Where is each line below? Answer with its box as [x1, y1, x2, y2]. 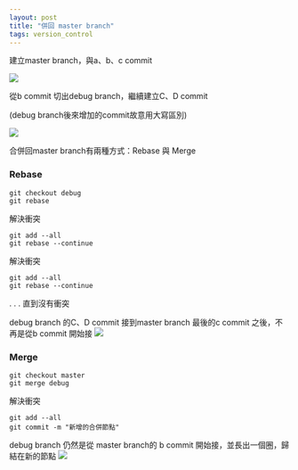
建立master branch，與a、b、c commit [9, 55, 153, 66]
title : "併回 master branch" [9, 21, 115, 30]
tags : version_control [9, 29, 93, 38]
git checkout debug [9, 188, 82, 197]
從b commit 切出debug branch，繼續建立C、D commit [9, 91, 208, 102]
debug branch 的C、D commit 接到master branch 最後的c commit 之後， [9, 317, 276, 327]
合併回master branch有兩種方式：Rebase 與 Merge [9, 145, 197, 156]
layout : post [9, 12, 58, 22]
